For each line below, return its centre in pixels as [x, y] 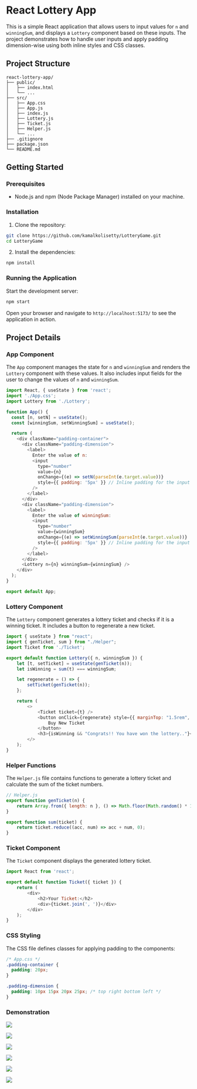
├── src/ [17, 98]
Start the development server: [42, 291]
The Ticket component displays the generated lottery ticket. [79, 861]
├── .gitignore [25, 139]
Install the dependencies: [45, 252]
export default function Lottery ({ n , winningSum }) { [74, 658]
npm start [18, 301]
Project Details [33, 338]
